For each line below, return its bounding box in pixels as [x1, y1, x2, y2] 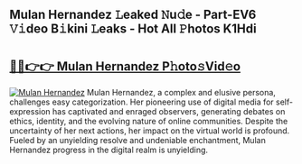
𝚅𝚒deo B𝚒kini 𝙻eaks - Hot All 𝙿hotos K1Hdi [9, 22, 257, 37]
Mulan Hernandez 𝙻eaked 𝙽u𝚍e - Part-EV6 [9, 7, 257, 23]
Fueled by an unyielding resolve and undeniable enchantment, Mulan [9, 135, 267, 145]
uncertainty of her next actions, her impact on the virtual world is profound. [9, 125, 290, 136]
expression [9, 106, 52, 116]
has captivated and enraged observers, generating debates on [52, 106, 286, 116]
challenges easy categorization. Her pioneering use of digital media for [9, 96, 274, 107]
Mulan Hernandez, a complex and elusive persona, [87, 87, 276, 97]
